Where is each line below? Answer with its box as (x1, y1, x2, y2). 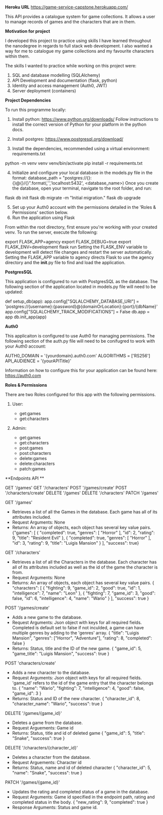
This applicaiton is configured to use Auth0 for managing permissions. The (5, 333, 155, 339)
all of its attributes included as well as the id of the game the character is (12, 564, 158, 570)
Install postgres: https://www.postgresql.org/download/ (12, 136, 124, 142)
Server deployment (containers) (12, 88, 76, 93)
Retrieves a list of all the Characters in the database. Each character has (12, 559, 157, 565)
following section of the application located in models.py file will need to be (5, 284, 156, 289)
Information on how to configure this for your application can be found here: (5, 368, 158, 373)
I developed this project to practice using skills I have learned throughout (5, 38, 151, 44)
